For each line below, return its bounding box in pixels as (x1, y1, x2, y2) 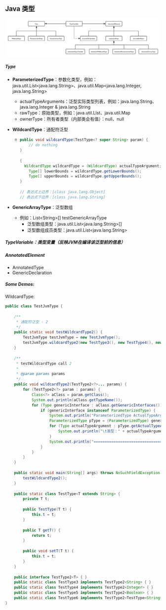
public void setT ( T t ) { (23, 549, 74, 554)
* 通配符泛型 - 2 (16, 319, 48, 325)
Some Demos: (5, 281, 35, 287)
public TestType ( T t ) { (23, 507, 72, 512)
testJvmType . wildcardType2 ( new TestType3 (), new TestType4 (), (23, 340, 154, 345)
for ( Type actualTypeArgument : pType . (49, 424, 132, 429)
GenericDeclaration (12, 270, 52, 276)
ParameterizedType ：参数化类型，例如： (12, 77, 97, 82)
